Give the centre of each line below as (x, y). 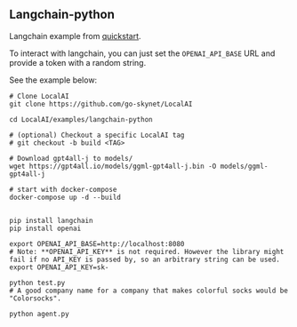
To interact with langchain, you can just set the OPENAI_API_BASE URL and (142, 53)
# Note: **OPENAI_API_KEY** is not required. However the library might (147, 251)
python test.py (37, 283)
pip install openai (45, 228)
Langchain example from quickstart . (75, 36)
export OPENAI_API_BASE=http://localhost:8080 (97, 243)
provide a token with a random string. (78, 62)
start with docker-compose (67, 189)
